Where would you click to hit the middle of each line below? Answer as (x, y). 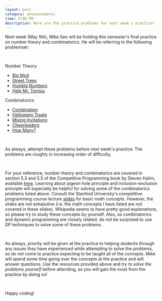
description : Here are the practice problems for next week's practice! (80, 23)
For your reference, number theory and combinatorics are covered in (74, 173)
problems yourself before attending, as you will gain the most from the (75, 269)
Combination (25, 110)
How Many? (24, 130)
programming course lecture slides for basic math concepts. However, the (79, 199)
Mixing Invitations (30, 120)
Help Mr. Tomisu (28, 91)
